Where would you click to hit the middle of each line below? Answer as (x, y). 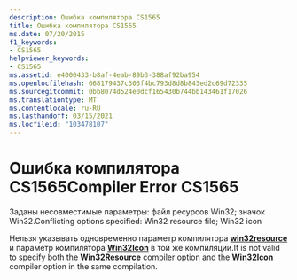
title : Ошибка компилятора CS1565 (73, 26)
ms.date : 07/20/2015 (47, 34)
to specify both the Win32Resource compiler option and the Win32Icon (141, 257)
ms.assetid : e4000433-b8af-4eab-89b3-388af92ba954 (105, 75)
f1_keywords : (33, 42)
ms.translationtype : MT (53, 100)
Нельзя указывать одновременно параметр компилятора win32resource (148, 238)
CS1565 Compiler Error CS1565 (124, 187)
